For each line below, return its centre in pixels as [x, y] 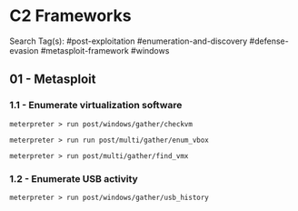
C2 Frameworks [70, 16]
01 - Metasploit [53, 80]
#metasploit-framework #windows [105, 50]
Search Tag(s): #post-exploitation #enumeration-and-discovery [129, 41]
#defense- [269, 41]
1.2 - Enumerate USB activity [74, 178]
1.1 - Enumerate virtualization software [96, 105]
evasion [24, 50]
